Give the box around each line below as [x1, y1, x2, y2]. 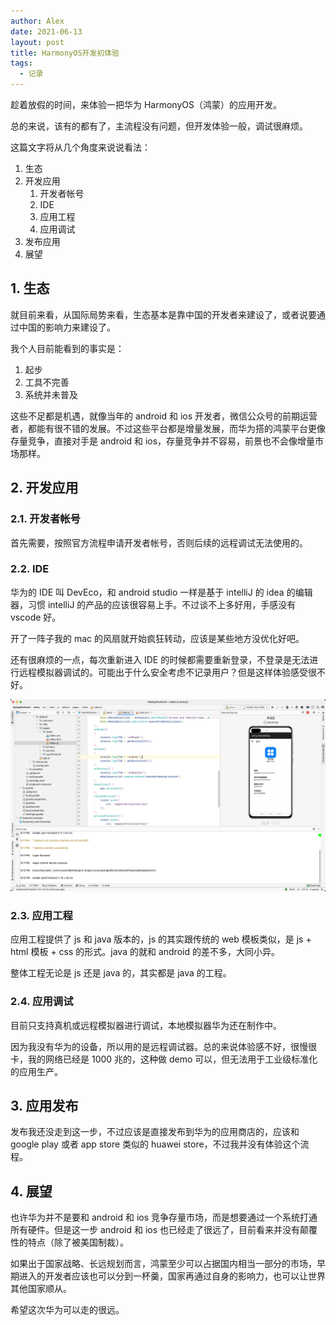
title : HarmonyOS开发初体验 [10, 48, 120, 58]
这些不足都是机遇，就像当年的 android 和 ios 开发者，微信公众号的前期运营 [10, 410, 318, 422]
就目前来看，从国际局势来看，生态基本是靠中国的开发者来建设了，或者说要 [10, 308, 317, 320]
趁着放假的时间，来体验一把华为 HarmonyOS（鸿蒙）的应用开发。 [10, 99, 282, 110]
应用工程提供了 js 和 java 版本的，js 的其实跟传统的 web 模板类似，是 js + [10, 933, 312, 945]
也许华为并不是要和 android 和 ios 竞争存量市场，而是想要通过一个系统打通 [10, 1211, 318, 1224]
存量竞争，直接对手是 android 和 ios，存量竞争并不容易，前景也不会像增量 [10, 435, 316, 447]
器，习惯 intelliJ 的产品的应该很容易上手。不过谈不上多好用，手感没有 [10, 598, 297, 610]
